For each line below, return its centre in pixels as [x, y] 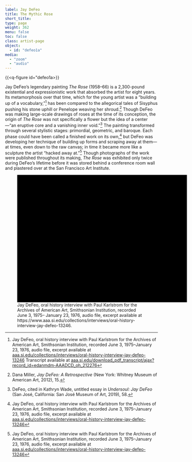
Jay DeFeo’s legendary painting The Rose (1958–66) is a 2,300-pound [75, 87]
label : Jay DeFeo [23, 9]
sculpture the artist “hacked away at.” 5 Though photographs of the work [77, 152]
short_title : [18, 18]
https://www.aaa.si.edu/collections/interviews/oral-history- [76, 320]
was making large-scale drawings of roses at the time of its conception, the [80, 114]
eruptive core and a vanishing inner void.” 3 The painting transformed [86, 125]
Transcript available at [48, 360]
